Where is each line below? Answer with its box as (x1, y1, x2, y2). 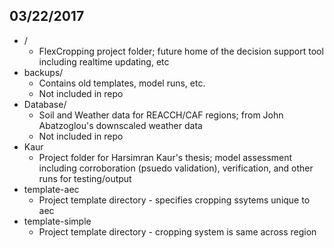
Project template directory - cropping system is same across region (38, 225, 317, 238)
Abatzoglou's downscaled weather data (38, 119, 203, 131)
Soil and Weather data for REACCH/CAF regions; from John (38, 109, 284, 121)
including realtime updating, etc (38, 55, 170, 68)
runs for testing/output (38, 172, 132, 184)
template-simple (23, 215, 92, 227)
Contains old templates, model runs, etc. (38, 77, 206, 89)
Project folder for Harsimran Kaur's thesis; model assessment (38, 151, 293, 163)
